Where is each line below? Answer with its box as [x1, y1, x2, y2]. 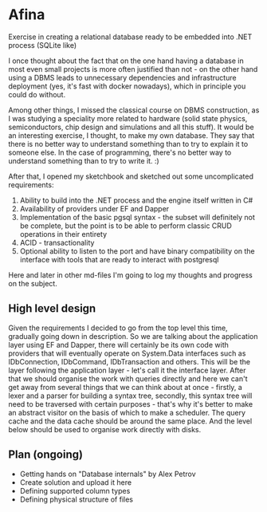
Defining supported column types [19, 486, 131, 495]
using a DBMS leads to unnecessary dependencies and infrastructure [8, 73, 237, 82]
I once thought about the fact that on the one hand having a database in [8, 56, 245, 65]
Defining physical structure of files [19, 494, 134, 504]
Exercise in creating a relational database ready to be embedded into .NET [8, 32, 253, 41]
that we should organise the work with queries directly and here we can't [8, 373, 248, 384]
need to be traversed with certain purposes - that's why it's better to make [8, 399, 253, 408]
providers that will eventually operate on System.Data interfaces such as [8, 349, 246, 358]
